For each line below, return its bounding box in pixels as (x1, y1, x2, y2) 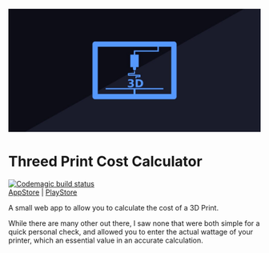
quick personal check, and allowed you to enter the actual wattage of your (8, 227, 254, 237)
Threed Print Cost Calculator (8, 153, 203, 171)
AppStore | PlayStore (8, 187, 78, 197)
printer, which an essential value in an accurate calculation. (8, 235, 204, 245)
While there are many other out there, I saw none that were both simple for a (8, 219, 260, 228)
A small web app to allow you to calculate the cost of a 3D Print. (8, 203, 219, 213)
